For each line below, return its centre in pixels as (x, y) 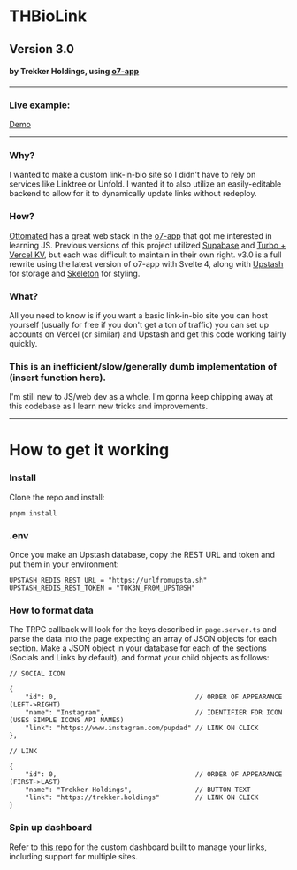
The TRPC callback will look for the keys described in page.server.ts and (143, 630)
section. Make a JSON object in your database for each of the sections (138, 648)
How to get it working (89, 450)
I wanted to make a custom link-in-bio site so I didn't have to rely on (133, 175)
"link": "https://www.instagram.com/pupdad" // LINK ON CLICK (142, 728)
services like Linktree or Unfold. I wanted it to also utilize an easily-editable (145, 184)
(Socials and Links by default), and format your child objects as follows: (139, 658)
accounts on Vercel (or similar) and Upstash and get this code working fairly (148, 334)
